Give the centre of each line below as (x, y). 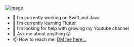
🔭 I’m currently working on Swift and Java (56, 17)
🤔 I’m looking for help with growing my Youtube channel (71, 28)
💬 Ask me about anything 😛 (42, 34)
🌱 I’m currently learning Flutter (44, 23)
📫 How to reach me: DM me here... (50, 39)
